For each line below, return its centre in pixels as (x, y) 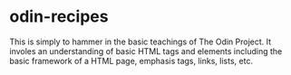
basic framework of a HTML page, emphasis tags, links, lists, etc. (131, 61)
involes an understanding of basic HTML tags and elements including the (146, 51)
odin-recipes (59, 17)
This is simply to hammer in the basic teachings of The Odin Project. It (141, 42)
